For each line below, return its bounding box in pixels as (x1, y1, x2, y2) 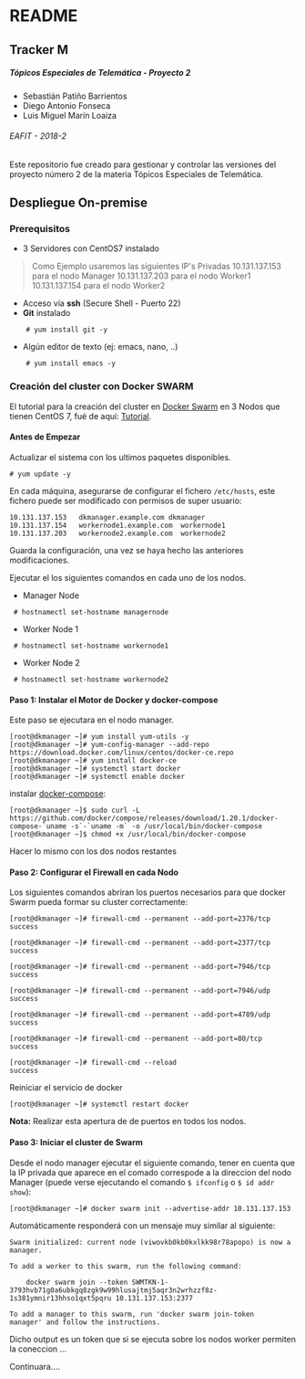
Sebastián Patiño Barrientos (22, 90, 127, 101)
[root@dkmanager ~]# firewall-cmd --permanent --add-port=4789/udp (9, 1010, 271, 1019)
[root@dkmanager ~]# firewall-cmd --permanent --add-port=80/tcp (9, 1034, 262, 1044)
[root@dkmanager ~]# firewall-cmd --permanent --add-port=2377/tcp (9, 938, 271, 948)
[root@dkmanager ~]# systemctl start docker (9, 764, 181, 774)
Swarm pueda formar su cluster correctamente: (9, 897, 188, 908)
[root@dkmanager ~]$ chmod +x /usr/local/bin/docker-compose (9, 830, 247, 839)
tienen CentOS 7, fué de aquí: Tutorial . (9, 410, 152, 421)
